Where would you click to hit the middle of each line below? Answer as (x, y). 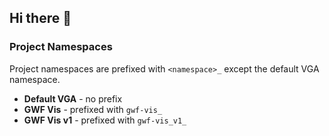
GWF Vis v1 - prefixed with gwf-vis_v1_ (105, 120)
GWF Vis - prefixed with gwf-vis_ (93, 109)
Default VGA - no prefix (73, 98)
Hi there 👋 (40, 18)
